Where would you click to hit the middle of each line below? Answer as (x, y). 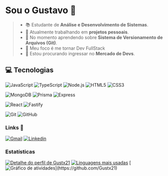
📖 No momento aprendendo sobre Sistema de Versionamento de (94, 37)
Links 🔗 (15, 127)
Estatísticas (20, 152)
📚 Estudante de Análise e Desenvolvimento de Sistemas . (87, 24)
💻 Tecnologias (30, 70)
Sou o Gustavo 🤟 (41, 10)
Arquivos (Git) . (41, 43)
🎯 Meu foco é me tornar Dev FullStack (65, 48)
